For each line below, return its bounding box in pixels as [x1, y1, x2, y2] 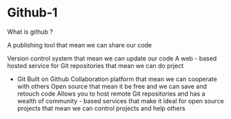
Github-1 [7, 5, 58, 21]
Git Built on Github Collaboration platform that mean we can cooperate [17, 74, 217, 83]
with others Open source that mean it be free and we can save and [17, 82, 207, 90]
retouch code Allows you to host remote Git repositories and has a [17, 89, 205, 98]
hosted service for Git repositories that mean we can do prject [7, 61, 184, 69]
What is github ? [7, 28, 53, 36]
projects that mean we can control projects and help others [17, 104, 185, 112]
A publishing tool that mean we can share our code [7, 41, 152, 49]
